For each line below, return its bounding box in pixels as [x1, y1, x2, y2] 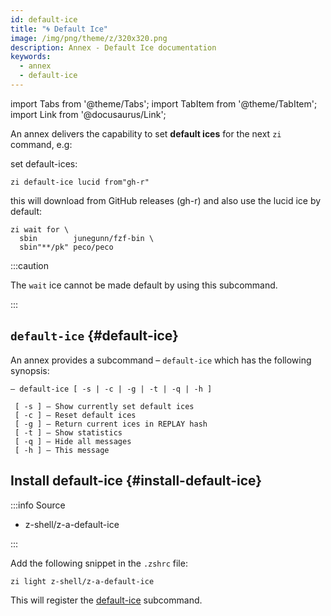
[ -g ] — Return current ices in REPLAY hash [14, 419, 208, 429]
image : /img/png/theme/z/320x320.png [10, 33, 168, 43]
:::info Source [10, 499, 66, 511]
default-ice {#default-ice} [10, 327, 179, 345]
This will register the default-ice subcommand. [10, 594, 203, 606]
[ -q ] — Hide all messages [14, 436, 132, 446]
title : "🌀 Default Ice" [10, 24, 108, 34]
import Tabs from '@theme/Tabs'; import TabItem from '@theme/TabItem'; [10, 97, 318, 110]
